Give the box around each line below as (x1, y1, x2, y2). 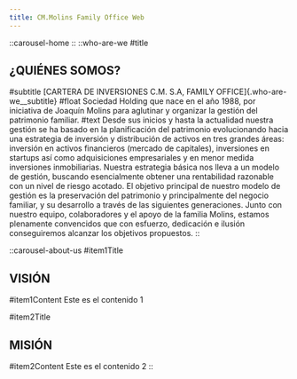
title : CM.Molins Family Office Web (9, 12, 145, 22)
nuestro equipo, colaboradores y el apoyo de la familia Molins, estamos (9, 209, 270, 220)
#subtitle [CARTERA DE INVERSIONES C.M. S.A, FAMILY (9, 86, 215, 98)
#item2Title (9, 312, 51, 322)
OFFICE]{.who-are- (215, 86, 287, 98)
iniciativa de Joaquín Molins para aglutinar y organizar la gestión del (9, 106, 259, 116)
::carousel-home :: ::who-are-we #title (9, 37, 149, 48)
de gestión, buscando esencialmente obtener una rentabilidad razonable (9, 171, 275, 182)
